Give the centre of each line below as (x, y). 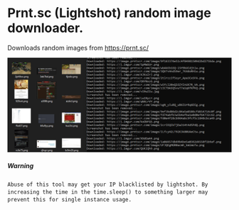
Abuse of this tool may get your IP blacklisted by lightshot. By (108, 184)
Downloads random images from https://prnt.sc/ (78, 48)
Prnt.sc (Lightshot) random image (109, 13)
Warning (21, 166)
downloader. (46, 28)
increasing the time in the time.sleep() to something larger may (108, 192)
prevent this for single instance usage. (70, 199)
